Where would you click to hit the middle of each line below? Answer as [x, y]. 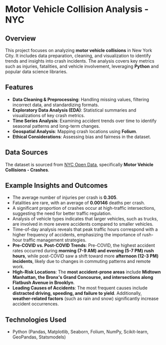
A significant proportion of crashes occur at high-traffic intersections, [84, 208]
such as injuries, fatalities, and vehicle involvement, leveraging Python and [82, 66]
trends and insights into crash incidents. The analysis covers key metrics [80, 61]
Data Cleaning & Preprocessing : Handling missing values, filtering [81, 99]
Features [19, 87]
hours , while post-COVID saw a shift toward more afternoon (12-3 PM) [85, 256]
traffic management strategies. [55, 240]
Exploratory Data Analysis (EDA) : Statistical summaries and [74, 110]
